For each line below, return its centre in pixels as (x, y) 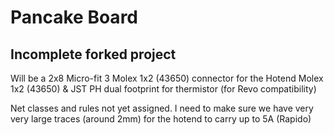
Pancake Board (74, 17)
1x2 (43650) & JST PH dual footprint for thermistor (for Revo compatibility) (163, 89)
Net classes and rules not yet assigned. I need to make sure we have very (162, 108)
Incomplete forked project (93, 54)
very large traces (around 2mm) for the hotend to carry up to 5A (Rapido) (161, 119)
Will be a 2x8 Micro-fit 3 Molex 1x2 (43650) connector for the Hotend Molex (167, 78)
